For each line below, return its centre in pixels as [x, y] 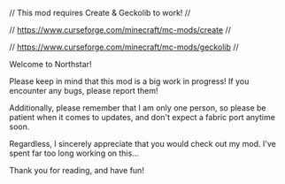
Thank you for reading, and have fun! [77, 170]
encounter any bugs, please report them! [84, 91]
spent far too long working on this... [74, 153]
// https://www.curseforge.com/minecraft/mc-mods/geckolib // [124, 47]
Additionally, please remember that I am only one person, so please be [138, 108]
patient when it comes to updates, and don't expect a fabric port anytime [142, 117]
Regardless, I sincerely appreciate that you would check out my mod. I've [142, 144]
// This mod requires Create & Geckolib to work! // [100, 13]
